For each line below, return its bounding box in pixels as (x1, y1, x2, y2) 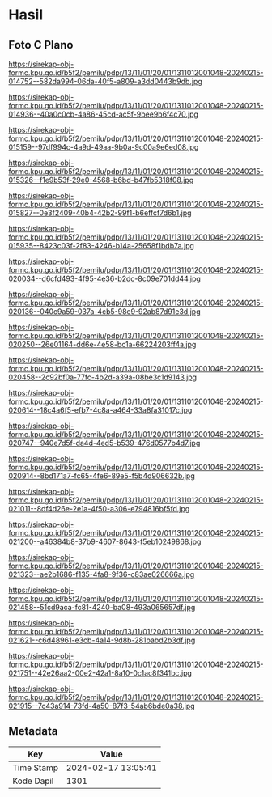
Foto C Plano (8, 38, 74, 52)
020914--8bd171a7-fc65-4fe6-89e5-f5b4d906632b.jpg (8, 471, 196, 481)
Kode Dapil (12, 775, 54, 786)
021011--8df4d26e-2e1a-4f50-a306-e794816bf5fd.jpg (8, 504, 190, 513)
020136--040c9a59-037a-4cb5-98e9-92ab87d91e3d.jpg (8, 307, 201, 316)
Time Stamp (12, 762, 59, 774)
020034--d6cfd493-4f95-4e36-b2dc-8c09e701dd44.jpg (8, 273, 201, 283)
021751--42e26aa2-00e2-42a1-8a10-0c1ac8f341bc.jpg (8, 668, 193, 677)
